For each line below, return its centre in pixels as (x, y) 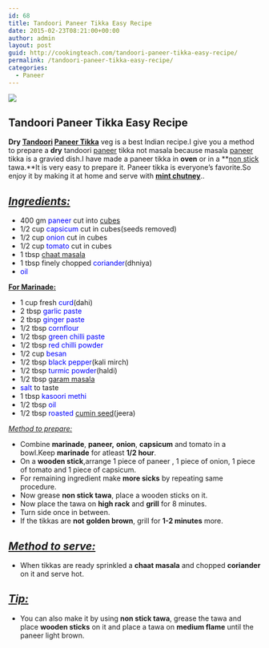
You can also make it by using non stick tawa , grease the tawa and (130, 618)
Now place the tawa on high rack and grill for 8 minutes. (113, 504)
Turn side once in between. (65, 513)
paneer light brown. (52, 635)
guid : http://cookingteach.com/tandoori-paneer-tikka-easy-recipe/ (123, 53)
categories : (28, 68)
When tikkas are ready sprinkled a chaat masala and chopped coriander (140, 565)
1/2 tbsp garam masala (57, 379)
